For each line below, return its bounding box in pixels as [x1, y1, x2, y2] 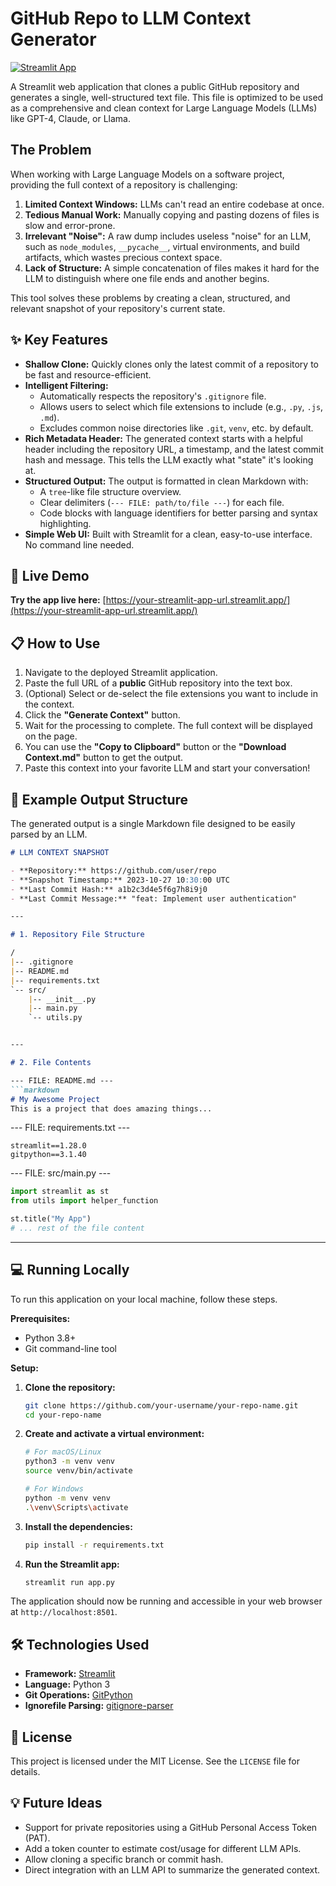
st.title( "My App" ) [10, 1214, 92, 1224]
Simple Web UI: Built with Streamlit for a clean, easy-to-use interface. [24, 528, 313, 540]
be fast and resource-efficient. [24, 368, 152, 381]
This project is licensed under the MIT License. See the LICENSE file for [10, 1755, 300, 1767]
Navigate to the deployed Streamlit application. [24, 667, 218, 679]
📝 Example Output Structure [10, 791, 189, 808]
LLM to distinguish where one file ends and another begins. [24, 272, 270, 284]
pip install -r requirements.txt [24, 1540, 165, 1550]
